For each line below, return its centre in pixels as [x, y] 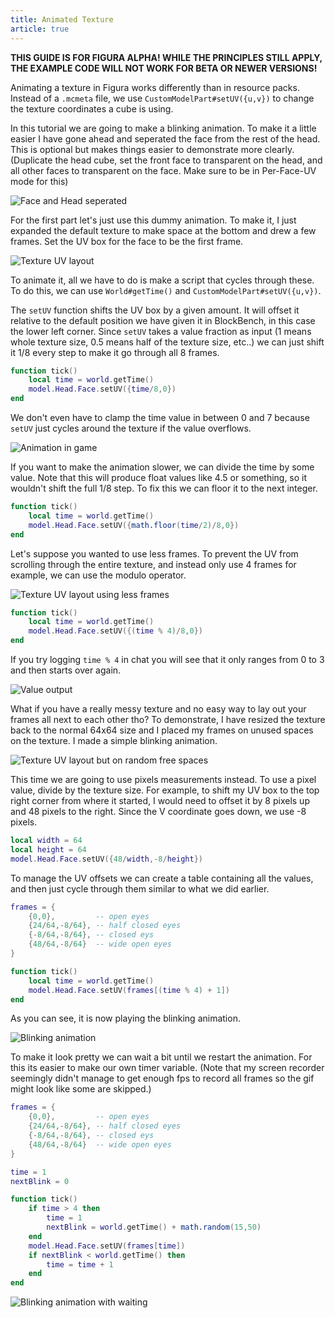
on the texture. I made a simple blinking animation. [114, 740]
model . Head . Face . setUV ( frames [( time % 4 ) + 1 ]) [129, 990]
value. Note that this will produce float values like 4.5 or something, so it [159, 477]
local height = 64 [48, 849]
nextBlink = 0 [40, 1181]
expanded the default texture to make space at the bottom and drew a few [163, 230]
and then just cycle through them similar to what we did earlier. [140, 888]
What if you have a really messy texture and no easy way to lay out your [158, 709]
